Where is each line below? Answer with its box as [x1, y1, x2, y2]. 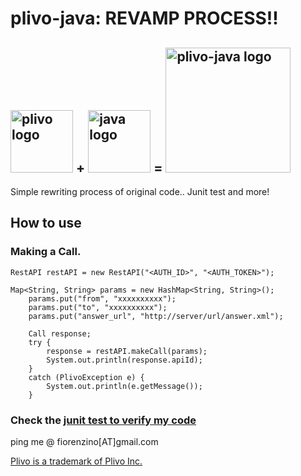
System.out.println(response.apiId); [46, 355, 203, 365]
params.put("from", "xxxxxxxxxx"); [28, 293, 177, 304]
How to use [10, 215, 82, 232]
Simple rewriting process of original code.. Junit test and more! [10, 186, 270, 197]
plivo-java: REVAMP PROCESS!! [10, 7, 279, 30]
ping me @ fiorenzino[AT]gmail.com [10, 435, 159, 447]
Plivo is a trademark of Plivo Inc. [10, 455, 143, 467]
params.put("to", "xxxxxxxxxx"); [28, 302, 168, 312]
